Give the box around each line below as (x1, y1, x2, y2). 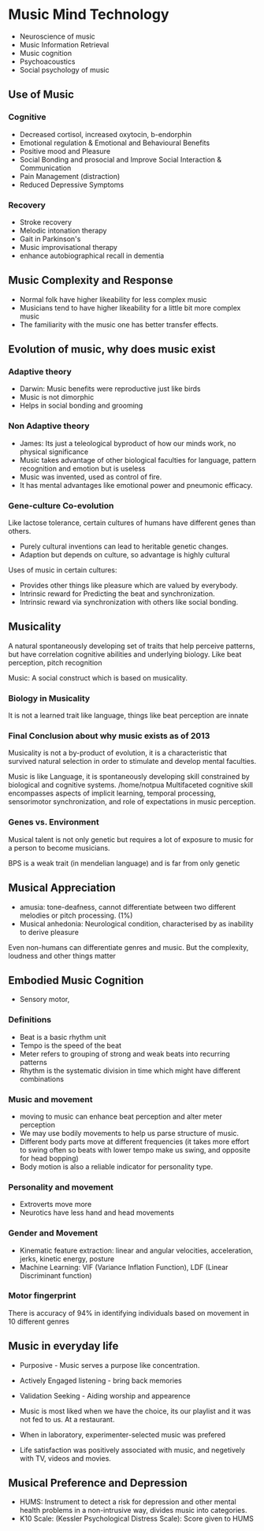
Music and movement (8, 1093, 93, 1104)
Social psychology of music (19, 65, 110, 74)
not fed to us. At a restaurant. (19, 1414, 115, 1424)
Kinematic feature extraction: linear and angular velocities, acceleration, (19, 1246, 254, 1255)
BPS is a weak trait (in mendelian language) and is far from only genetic (8, 858, 240, 868)
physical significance (19, 447, 89, 456)
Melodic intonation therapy (19, 225, 107, 235)
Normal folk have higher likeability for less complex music (19, 294, 207, 304)
